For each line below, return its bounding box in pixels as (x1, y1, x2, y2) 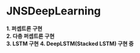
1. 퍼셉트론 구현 (6, 25, 43, 32)
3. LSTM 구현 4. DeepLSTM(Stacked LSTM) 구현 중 (6, 40, 134, 47)
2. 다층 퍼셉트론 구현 (6, 32, 55, 40)
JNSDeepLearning (6, 4, 102, 18)
